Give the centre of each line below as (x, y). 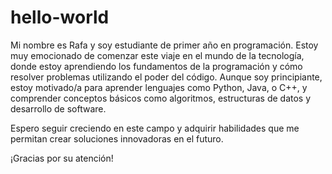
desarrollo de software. (58, 108)
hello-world (60, 17)
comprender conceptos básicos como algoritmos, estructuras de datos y (161, 98)
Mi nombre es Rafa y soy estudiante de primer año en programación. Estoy (164, 45)
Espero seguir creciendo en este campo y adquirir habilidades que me (155, 128)
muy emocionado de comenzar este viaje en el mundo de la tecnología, (157, 55)
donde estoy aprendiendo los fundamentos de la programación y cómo (156, 66)
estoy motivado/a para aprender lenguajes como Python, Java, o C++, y (159, 87)
